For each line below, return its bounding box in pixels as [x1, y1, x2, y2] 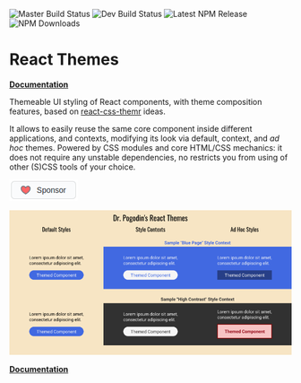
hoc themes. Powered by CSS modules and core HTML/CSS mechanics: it [9, 142, 283, 152]
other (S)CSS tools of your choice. [9, 161, 136, 172]
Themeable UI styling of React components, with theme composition [9, 96, 262, 107]
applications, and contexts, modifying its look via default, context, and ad [9, 133, 280, 144]
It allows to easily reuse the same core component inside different [9, 123, 253, 134]
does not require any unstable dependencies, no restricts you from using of [9, 152, 288, 162]
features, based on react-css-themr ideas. [9, 106, 166, 117]
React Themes [9, 49, 119, 70]
